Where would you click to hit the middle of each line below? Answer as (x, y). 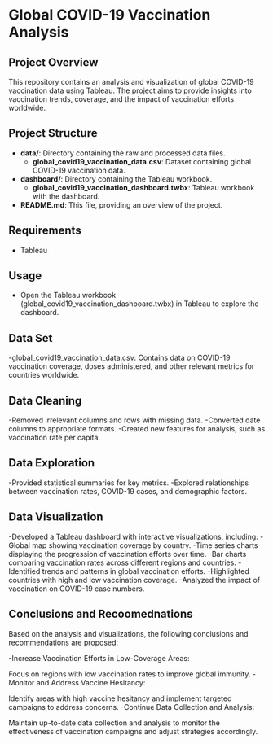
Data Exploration (52, 463)
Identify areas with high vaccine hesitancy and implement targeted (120, 698)
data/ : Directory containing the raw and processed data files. (123, 153)
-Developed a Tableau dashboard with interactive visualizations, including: (133, 536)
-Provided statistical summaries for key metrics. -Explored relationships (129, 483)
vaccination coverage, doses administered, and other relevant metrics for (132, 366)
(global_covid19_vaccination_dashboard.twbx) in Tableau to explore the (139, 304)
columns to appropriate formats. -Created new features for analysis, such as (137, 429)
